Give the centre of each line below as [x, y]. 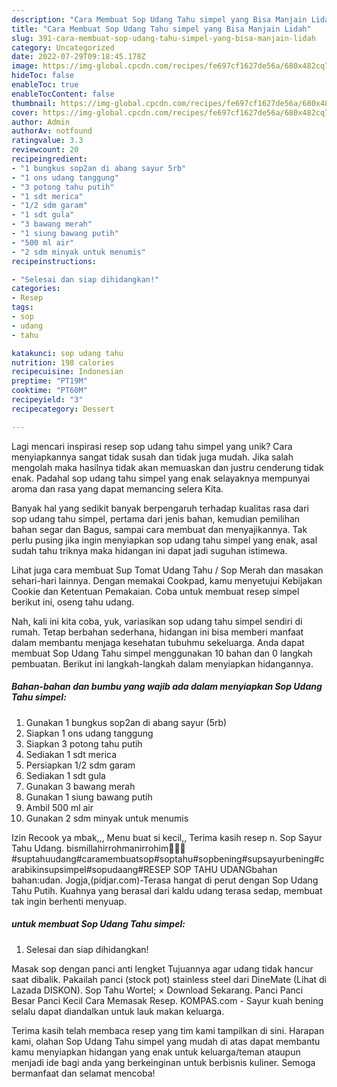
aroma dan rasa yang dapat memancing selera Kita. [117, 488]
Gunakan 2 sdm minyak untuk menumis [107, 818]
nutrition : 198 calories [63, 362]
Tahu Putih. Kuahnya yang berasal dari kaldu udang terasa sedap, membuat [167, 890]
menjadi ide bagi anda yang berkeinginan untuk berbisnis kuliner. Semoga [163, 1062]
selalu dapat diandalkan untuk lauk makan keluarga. [118, 1011]
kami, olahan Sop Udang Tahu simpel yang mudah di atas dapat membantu [166, 1041]
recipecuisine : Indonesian [67, 372]
